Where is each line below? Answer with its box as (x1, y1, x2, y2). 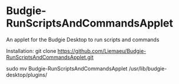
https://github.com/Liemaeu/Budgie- (57, 47, 146, 54)
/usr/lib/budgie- (128, 65, 167, 72)
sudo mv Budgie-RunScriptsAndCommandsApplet (6, 65, 128, 72)
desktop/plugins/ (6, 71, 48, 78)
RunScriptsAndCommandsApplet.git (6, 53, 94, 61)
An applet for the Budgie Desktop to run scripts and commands (6, 36, 160, 43)
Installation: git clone (6, 47, 57, 54)
